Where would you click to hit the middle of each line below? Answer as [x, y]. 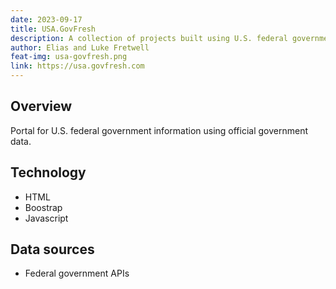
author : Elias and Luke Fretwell [80, 47]
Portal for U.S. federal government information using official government [159, 130]
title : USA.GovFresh [53, 29]
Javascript [46, 218]
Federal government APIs [77, 273]
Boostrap [43, 207]
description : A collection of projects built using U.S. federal [149, 38]
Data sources [52, 249]
